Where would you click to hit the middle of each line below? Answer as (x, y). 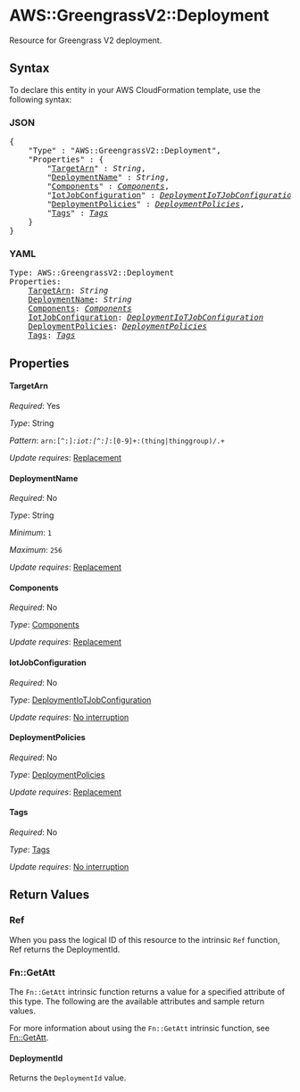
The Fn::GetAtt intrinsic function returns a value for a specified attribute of (147, 991)
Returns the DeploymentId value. (68, 1078)
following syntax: (41, 99)
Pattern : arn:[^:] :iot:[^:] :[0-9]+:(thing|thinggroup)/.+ (117, 440)
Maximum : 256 (36, 550)
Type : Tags (30, 849)
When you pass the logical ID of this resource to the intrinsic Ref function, (145, 939)
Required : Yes (35, 405)
